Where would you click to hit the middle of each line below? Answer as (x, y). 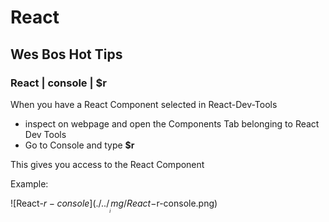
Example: (29, 183)
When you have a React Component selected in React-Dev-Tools (144, 104)
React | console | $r (58, 83)
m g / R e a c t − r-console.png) (164, 203)
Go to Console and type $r (79, 145)
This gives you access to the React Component (107, 164)
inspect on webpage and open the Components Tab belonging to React (172, 123)
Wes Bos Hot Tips (66, 54)
